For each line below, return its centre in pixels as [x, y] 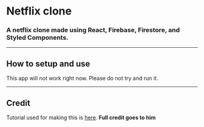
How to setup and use [48, 64]
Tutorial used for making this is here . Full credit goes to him [81, 118]
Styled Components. [37, 37]
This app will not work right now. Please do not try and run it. [82, 78]
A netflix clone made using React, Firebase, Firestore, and [93, 30]
